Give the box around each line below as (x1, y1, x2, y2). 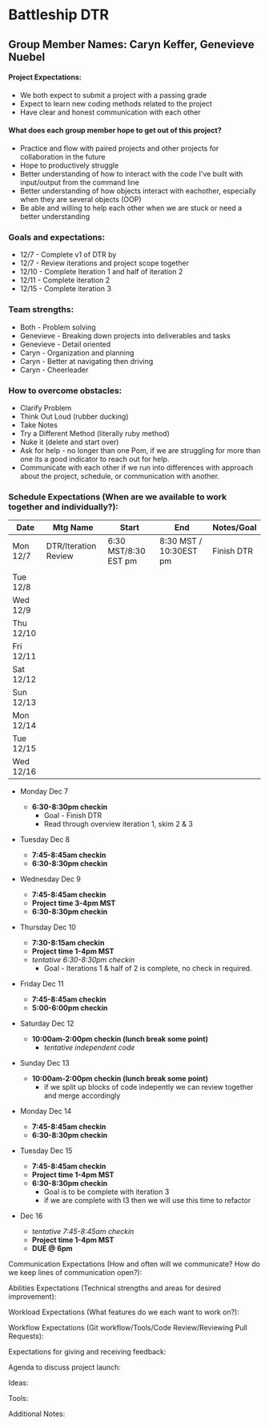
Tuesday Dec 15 (19, 1146, 73, 1156)
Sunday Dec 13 (19, 1059, 70, 1068)
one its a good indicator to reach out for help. (19, 454, 170, 464)
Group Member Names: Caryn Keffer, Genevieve (8, 38, 255, 51)
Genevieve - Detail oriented (19, 339, 111, 349)
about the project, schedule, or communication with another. (19, 471, 220, 480)
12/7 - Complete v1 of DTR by (19, 250, 117, 260)
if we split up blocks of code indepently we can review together (43, 1083, 254, 1092)
